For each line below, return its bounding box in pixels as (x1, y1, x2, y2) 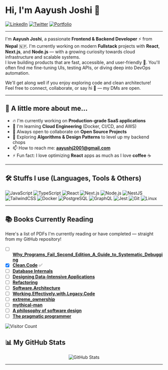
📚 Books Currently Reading (5, 215, 93, 224)
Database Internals (12, 268, 53, 274)
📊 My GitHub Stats (5, 338, 66, 347)
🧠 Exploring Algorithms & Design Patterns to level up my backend (12, 134, 149, 140)
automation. (5, 70, 30, 76)
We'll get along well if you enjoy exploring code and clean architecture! (5, 80, 151, 86)
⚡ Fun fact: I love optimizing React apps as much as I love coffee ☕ (12, 152, 151, 158)
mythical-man (12, 302, 43, 308)
